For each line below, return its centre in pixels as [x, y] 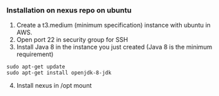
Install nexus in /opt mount [54, 86]
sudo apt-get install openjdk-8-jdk [59, 73]
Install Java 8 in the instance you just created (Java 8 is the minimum [114, 47]
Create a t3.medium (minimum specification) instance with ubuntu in [113, 25]
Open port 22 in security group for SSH [72, 40]
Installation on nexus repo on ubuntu [69, 10]
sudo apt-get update [36, 67]
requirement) [35, 54]
